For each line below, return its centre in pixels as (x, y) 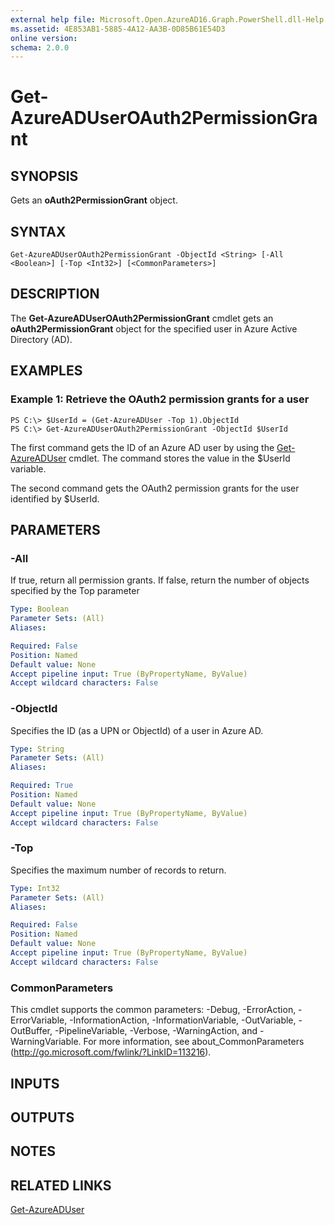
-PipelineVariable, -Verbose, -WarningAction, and (156, 1031)
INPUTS (35, 1083)
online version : (44, 38)
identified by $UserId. (55, 498)
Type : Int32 (35, 888)
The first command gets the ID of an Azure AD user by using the (142, 447)
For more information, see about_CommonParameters (194, 1042)
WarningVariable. (46, 1042)
